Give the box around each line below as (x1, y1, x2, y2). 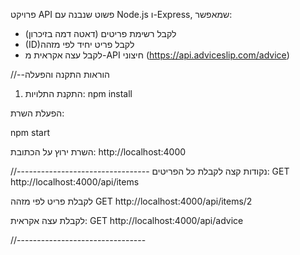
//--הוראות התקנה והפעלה (10, 69, 110, 80)
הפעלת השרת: (10, 107, 65, 119)
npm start (10, 127, 51, 138)
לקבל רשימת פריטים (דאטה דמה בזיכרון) (24, 28, 177, 39)
